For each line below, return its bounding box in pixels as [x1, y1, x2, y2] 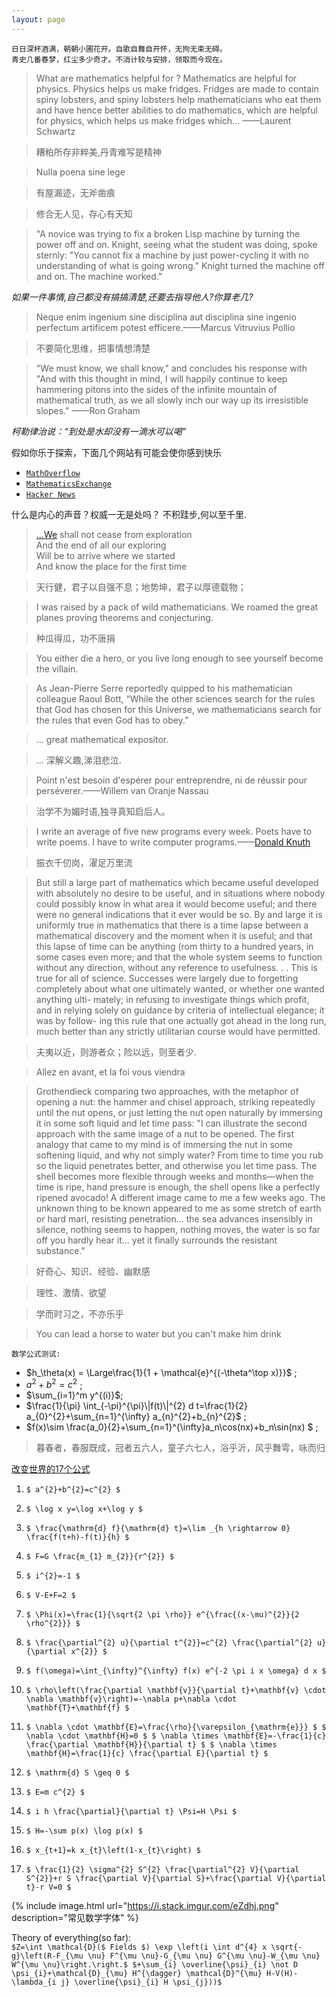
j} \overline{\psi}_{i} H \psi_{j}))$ [60, 1977, 223, 1988]
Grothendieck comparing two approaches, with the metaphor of [35, 1085, 299, 1097]
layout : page [11, 14, 66, 25]
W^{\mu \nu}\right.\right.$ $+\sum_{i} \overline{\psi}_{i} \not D [11, 1960, 299, 1970]
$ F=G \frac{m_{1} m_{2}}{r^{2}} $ [25, 1552, 175, 1562]
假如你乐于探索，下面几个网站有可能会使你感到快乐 [11, 446, 222, 458]
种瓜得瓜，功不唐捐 [35, 632, 116, 644]
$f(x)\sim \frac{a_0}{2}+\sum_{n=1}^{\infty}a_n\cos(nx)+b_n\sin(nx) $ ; [25, 1421, 319, 1433]
